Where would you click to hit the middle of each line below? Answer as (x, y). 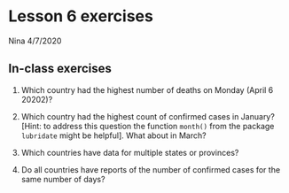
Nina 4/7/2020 (35, 41)
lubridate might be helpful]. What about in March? (113, 135)
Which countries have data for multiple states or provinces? (130, 152)
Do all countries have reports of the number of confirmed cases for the (151, 169)
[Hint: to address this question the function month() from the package (148, 126)
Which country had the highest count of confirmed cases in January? (148, 116)
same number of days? (63, 179)
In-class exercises (60, 69)
